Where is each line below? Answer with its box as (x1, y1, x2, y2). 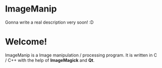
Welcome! (5, 36, 47, 47)
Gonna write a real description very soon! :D (5, 19, 94, 25)
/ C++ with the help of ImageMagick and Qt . (5, 57, 95, 63)
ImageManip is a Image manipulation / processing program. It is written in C (5, 52, 157, 58)
